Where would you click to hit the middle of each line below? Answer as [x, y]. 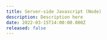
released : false [26, 28]
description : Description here [45, 17]
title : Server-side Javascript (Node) [54, 11]
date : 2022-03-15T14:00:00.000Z [46, 22]
